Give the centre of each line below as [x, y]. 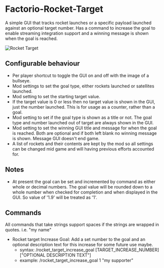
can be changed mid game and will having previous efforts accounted [83, 149]
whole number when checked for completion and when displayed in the [85, 192]
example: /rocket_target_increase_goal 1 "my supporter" [77, 261]
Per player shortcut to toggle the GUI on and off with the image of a [81, 76]
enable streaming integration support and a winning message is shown [77, 33]
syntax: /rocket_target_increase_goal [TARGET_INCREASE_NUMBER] [89, 250]
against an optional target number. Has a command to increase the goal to [80, 28]
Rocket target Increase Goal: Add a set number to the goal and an [79, 239]
